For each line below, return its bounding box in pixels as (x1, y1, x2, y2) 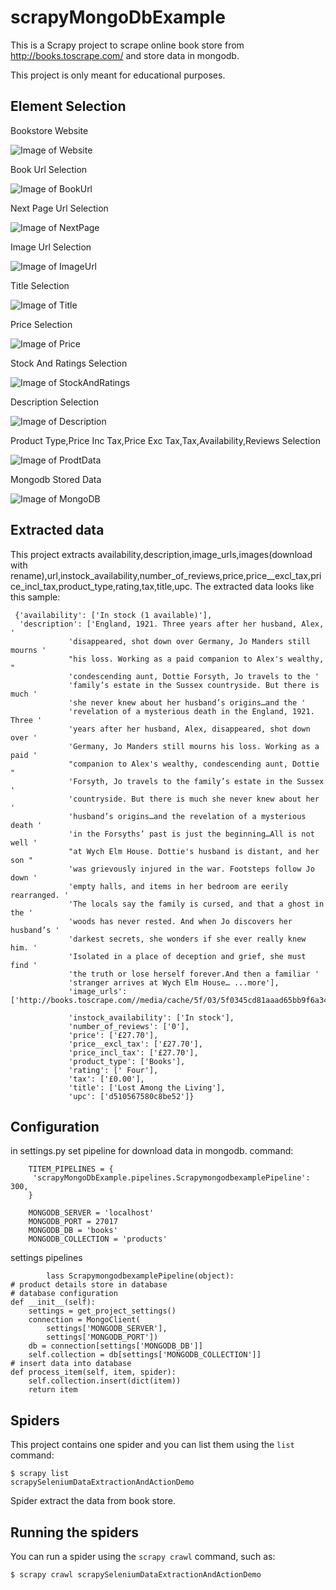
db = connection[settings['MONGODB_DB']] (28, 1341, 203, 1351)
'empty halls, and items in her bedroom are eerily (68, 881, 288, 891)
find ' (10, 960, 38, 970)
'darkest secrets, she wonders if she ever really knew (68, 934, 307, 944)
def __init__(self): (10, 1297, 97, 1308)
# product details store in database (10, 1280, 168, 1290)
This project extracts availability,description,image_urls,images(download (10, 548, 313, 560)
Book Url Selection (10, 163, 88, 175)
